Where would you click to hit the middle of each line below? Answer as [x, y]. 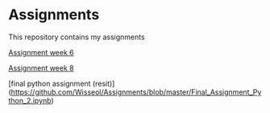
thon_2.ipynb [30, 100]
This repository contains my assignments [77, 37]
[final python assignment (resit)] [62, 83]
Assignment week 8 [41, 68]
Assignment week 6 [41, 52]
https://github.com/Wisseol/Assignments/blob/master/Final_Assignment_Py [136, 92]
